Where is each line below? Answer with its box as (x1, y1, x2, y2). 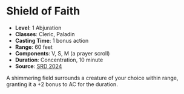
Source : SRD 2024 (15, 62, 62, 70)
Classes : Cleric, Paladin (15, 30, 75, 37)
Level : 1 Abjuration (15, 24, 62, 31)
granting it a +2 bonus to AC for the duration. (6, 80, 118, 88)
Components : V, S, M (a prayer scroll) (15, 49, 110, 57)
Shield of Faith (6, 4, 80, 18)
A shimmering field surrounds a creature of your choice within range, (6, 74, 179, 81)
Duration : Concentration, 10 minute (15, 56, 103, 63)
